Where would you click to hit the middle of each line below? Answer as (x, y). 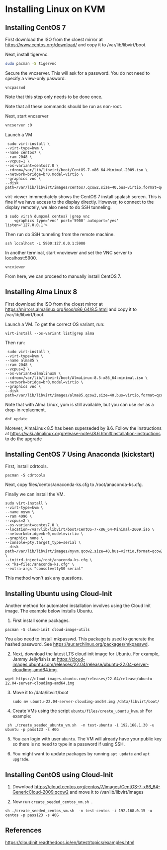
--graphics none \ (24, 538)
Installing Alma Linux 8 (41, 292)
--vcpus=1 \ (17, 161)
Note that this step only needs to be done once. (54, 97)
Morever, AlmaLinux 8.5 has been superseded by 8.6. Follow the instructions (83, 428)
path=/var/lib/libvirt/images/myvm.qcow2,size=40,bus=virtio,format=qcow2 (84, 551)
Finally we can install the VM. (35, 494)
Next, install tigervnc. (27, 54)
